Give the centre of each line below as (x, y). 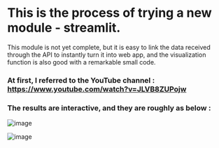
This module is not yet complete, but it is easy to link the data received (109, 47)
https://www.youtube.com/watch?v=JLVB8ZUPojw (97, 89)
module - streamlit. (64, 28)
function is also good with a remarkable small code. (82, 62)
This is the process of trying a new (109, 13)
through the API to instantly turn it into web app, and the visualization (107, 55)
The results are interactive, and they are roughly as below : (109, 108)
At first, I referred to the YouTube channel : (81, 80)
